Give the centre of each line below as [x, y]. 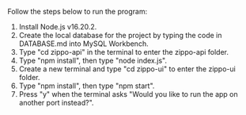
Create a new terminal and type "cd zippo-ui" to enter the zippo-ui [127, 69]
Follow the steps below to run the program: [78, 11]
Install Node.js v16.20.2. [58, 27]
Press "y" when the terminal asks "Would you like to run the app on [128, 94]
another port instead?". [56, 103]
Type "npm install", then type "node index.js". [93, 60]
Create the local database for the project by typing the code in [120, 35]
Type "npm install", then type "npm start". [87, 86]
